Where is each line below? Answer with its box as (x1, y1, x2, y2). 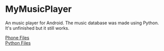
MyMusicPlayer (5, 3, 72, 15)
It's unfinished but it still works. (5, 25, 69, 31)
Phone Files (5, 35, 29, 41)
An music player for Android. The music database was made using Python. (5, 20, 159, 26)
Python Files (5, 40, 31, 46)
